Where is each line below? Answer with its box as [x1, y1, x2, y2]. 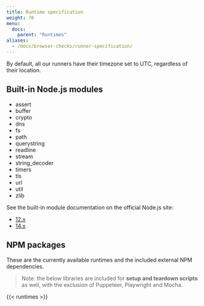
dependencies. [6, 262, 44, 270]
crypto [15, 113, 32, 121]
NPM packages [6, 240, 66, 250]
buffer [15, 107, 31, 114]
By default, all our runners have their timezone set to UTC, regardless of [6, 59, 188, 67]
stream [15, 153, 34, 160]
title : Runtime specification [6, 9, 84, 15]
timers [15, 166, 32, 173]
